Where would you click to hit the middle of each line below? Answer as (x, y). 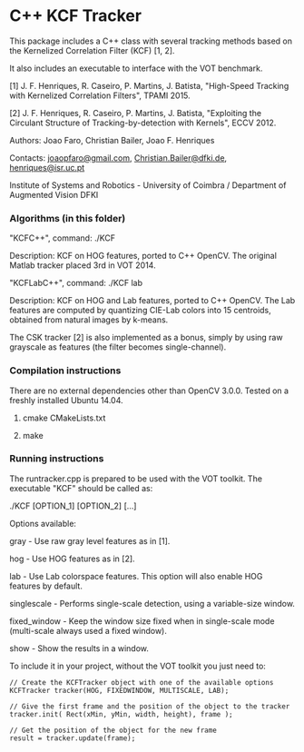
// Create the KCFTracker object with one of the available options (142, 682)
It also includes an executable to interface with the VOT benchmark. (136, 68)
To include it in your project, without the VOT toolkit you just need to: (137, 666)
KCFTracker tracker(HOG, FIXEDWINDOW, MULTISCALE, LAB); (119, 690)
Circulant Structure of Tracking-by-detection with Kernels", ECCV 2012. (143, 123)
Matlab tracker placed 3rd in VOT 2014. (83, 265)
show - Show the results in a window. (79, 648)
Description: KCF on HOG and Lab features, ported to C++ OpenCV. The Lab (152, 301)
